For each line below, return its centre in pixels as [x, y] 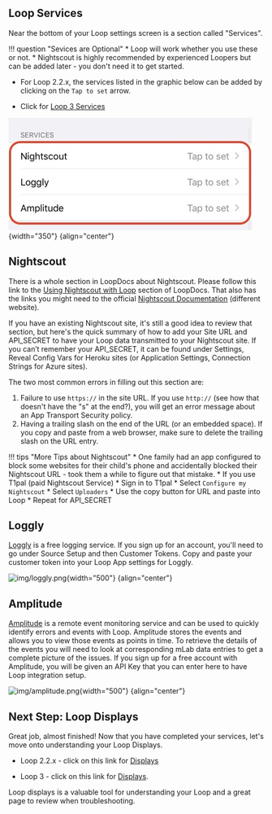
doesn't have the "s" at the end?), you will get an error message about [138, 406]
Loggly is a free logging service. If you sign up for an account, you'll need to [136, 545]
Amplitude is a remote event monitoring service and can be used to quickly [134, 624]
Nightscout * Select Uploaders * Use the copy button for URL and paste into [135, 491]
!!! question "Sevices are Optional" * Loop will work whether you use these [133, 49]
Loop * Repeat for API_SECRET [60, 500]
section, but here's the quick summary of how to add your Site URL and [128, 331]
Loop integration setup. [47, 676]
